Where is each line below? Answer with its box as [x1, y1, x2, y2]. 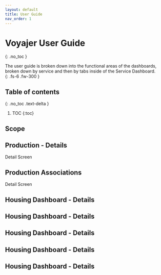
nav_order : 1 [5, 16, 32, 21]
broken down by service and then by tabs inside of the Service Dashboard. [5, 68, 156, 74]
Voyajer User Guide [5, 37, 85, 49]
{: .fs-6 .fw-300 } [5, 74, 40, 79]
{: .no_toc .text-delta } [5, 101, 49, 107]
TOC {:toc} [12, 110, 34, 116]
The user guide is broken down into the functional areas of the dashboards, [5, 63, 157, 69]
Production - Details [5, 141, 67, 150]
